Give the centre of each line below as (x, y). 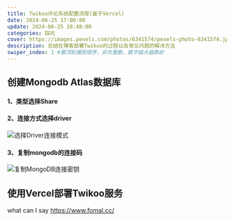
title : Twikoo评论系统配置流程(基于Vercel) (66, 14)
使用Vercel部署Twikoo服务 (65, 193)
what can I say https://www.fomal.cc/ (61, 211)
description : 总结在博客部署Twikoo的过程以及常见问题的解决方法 (91, 46)
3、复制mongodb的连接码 (45, 152)
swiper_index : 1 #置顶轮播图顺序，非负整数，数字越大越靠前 (86, 53)
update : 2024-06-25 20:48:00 (49, 26)
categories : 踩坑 (31, 33)
